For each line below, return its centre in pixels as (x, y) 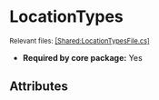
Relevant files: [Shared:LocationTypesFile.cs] (79, 41)
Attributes (39, 87)
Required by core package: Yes (82, 57)
